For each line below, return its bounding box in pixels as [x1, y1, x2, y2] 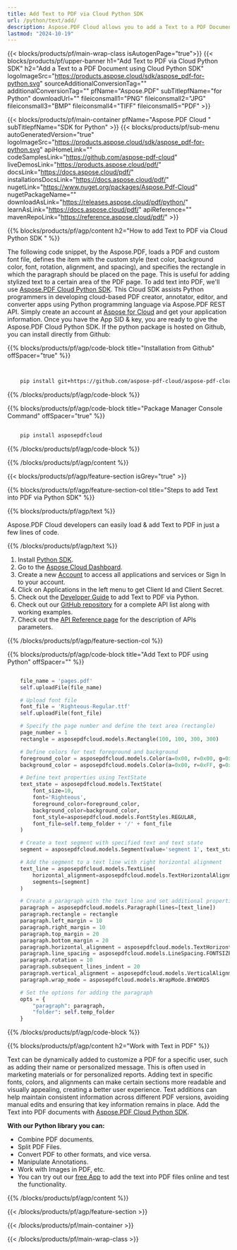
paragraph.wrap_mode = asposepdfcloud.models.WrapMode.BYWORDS [20, 976, 210, 983]
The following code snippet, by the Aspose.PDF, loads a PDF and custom [7, 248, 220, 256]
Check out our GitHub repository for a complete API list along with [17, 600, 210, 609]
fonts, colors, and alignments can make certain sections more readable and [7, 1078, 226, 1086]
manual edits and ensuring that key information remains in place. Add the [7, 1100, 220, 1109]
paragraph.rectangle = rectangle [20, 911, 119, 918]
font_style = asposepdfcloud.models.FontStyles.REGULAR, [32, 813, 197, 820]
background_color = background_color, [32, 807, 140, 814]
